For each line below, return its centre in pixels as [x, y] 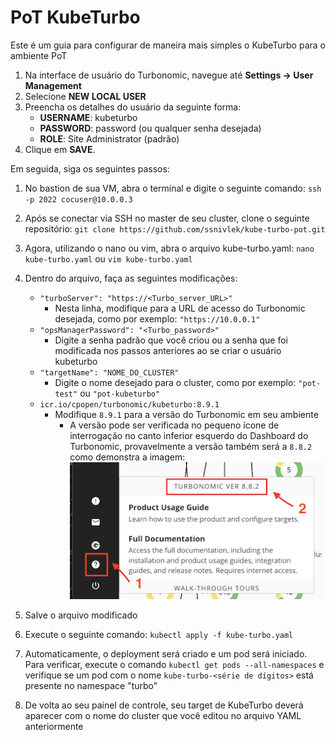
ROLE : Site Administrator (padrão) [109, 138]
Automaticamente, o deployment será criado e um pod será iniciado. [166, 654]
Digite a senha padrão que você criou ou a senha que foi [171, 340]
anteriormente [54, 726]
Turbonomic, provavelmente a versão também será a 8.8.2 [191, 446]
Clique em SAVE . [60, 149]
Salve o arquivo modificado [81, 615]
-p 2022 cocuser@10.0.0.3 [78, 199]
